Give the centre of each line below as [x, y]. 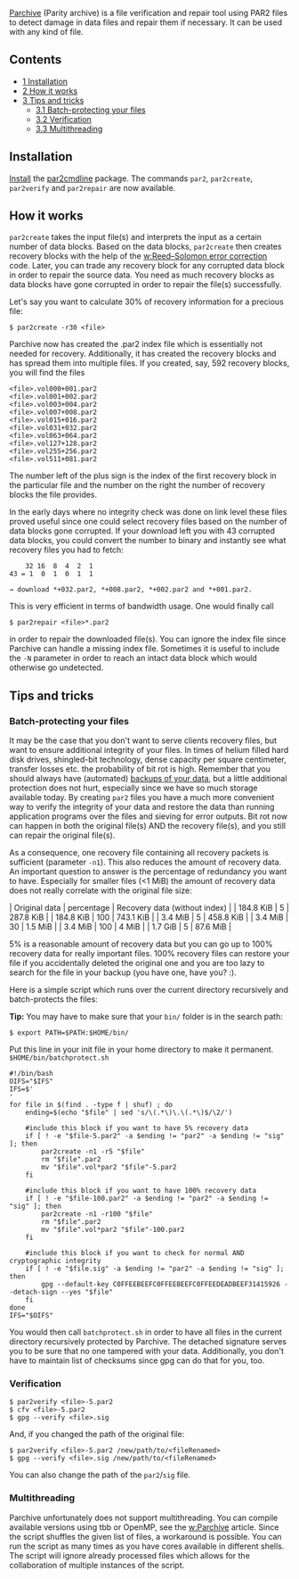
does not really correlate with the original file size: [101, 890]
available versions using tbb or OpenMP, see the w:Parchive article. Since [144, 1527]
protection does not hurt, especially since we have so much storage [133, 788]
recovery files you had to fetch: [67, 550]
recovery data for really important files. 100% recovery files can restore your [149, 954]
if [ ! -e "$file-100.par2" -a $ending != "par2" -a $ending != [147, 1199]
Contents [36, 60]
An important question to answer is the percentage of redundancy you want [148, 872]
